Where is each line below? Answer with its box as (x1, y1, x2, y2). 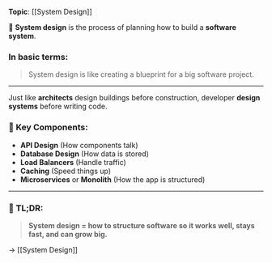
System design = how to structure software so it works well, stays (28, 220, 255, 230)
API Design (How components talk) (19, 140, 138, 150)
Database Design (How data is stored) (19, 149, 150, 159)
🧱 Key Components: (8, 121, 88, 133)
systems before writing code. (8, 101, 108, 112)
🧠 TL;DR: (8, 202, 44, 214)
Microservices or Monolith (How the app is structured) (19, 174, 206, 185)
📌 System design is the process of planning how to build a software (8, 23, 236, 32)
